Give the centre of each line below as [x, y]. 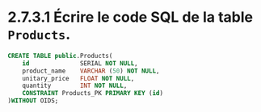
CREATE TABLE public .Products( [60, 56]
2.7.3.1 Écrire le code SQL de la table [130, 17]
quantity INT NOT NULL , [75, 86]
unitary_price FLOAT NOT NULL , [78, 78]
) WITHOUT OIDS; [33, 101]
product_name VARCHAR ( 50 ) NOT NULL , [91, 71]
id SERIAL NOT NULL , [80, 63]
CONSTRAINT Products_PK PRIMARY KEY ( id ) [93, 93]
